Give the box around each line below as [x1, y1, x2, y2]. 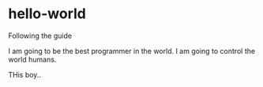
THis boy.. [8, 70, 42, 79]
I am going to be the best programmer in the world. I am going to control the [8, 46, 255, 55]
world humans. [8, 55, 57, 64]
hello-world [8, 5, 87, 23]
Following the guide [8, 31, 73, 40]
